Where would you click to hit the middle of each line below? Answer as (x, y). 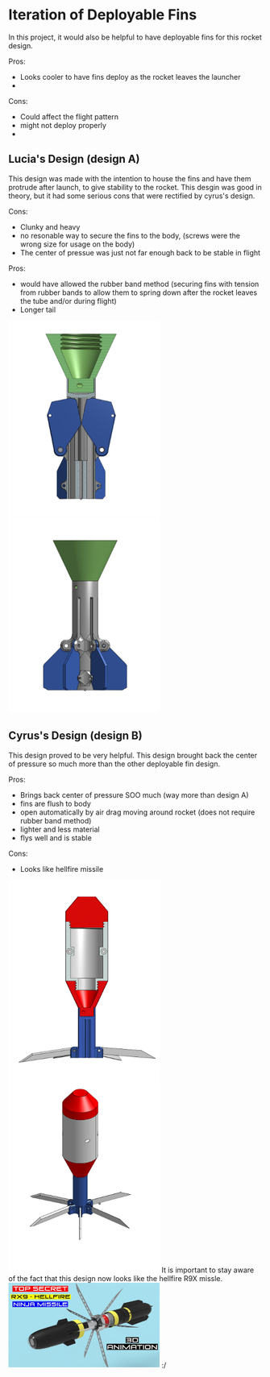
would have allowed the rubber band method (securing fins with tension (139, 284)
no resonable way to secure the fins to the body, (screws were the (130, 235)
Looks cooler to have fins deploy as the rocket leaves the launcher (130, 77)
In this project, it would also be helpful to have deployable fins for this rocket (135, 37)
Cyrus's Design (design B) (75, 736)
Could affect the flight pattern (69, 116)
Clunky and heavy (50, 226)
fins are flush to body (55, 803)
